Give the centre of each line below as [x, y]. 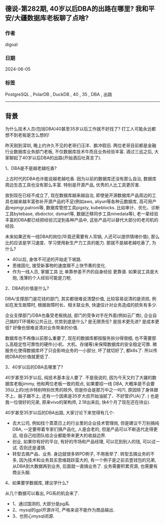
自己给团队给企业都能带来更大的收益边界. [65, 435]
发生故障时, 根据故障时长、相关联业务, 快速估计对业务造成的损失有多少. [85, 305]
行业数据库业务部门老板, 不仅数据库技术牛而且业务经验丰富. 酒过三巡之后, [79, 152]
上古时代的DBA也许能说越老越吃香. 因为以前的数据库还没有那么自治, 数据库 [81, 179]
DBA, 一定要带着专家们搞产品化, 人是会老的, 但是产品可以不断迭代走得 [83, 429]
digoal [12, 44]
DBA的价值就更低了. [29, 357]
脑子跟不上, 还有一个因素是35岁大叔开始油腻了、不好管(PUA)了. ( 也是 [88, 396]
